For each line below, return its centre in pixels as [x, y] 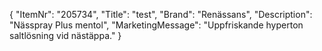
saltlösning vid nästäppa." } [65, 35]
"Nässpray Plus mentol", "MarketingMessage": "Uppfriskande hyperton [156, 25]
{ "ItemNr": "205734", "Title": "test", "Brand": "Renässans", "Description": [161, 14]
